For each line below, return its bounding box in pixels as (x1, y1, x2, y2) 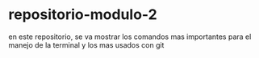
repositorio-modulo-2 (8, 6, 157, 24)
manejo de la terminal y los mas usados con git (8, 40, 165, 49)
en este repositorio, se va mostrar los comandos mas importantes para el (8, 32, 252, 41)
